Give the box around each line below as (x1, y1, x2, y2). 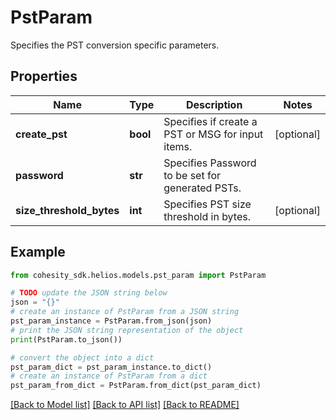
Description (185, 97, 243, 111)
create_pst (15, 127, 68, 141)
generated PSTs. (163, 181, 242, 195)
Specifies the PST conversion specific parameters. (10, 39, 220, 51)
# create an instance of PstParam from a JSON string (10, 307, 240, 317)
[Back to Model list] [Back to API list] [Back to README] (10, 399, 240, 411)
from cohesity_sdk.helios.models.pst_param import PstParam (10, 270, 267, 280)
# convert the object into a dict (10, 352, 155, 363)
